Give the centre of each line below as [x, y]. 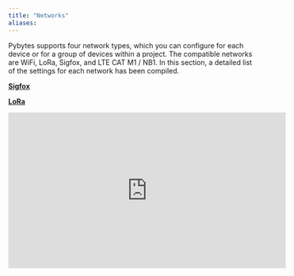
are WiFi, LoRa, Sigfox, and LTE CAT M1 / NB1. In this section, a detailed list [130, 62]
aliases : [23, 23]
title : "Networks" [38, 15]
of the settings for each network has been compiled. [94, 70]
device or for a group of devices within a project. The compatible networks [130, 54]
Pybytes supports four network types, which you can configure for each [126, 45]
